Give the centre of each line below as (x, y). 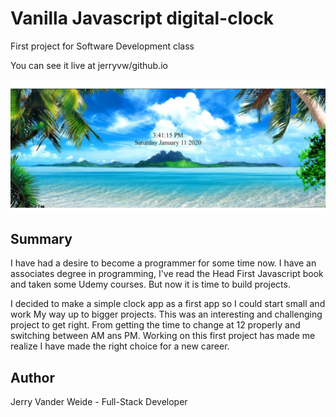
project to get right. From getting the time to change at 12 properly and (155, 325)
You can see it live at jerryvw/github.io (89, 65)
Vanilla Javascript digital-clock (142, 18)
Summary (41, 238)
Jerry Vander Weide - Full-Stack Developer (99, 402)
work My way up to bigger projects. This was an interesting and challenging (166, 314)
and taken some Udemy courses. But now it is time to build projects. (150, 284)
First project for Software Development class (102, 46)
